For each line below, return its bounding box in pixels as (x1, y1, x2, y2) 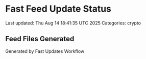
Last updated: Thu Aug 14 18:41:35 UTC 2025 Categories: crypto (5, 20, 141, 26)
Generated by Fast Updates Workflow (5, 48, 85, 54)
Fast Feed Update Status (5, 3, 111, 15)
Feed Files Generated (5, 35, 75, 43)
